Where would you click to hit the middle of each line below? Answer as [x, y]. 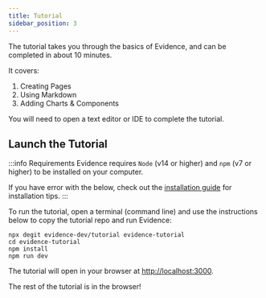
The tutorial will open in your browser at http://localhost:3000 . [111, 271]
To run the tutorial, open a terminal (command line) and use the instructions [133, 212]
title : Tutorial [35, 16]
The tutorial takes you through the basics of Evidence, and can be [117, 46]
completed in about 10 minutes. [60, 55]
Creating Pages [45, 86]
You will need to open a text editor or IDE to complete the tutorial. [117, 118]
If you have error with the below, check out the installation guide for [120, 188]
